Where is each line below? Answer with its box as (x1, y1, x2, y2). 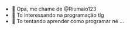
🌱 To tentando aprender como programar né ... (11, 18, 125, 24)
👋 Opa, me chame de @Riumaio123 (11, 6, 97, 12)
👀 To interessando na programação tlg (11, 12, 104, 18)
